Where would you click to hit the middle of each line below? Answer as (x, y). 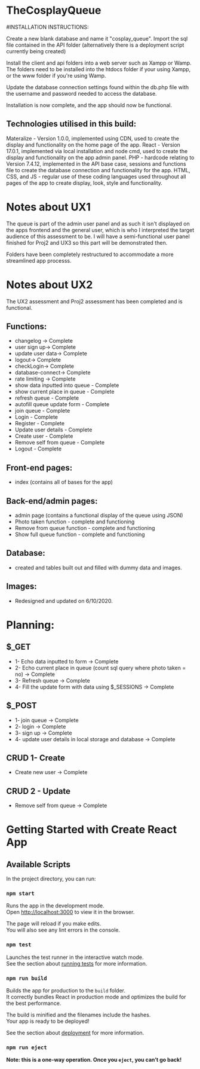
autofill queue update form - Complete (62, 404)
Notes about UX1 (49, 207)
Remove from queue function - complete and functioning (85, 528)
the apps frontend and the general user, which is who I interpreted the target (100, 230)
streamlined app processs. (39, 260)
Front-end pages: (39, 468)
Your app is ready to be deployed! (48, 1021)
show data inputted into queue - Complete (67, 385)
